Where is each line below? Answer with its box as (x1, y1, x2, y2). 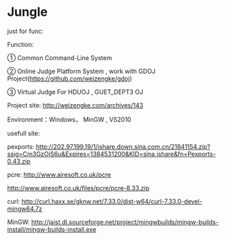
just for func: (7, 27, 44, 35)
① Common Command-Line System (7, 53, 113, 62)
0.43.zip (7, 157, 31, 166)
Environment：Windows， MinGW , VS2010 (7, 115, 131, 123)
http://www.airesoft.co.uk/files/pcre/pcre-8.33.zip (7, 183, 150, 192)
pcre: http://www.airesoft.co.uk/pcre (7, 170, 112, 179)
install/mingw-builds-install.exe (7, 225, 97, 233)
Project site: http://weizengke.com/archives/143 (7, 101, 144, 109)
